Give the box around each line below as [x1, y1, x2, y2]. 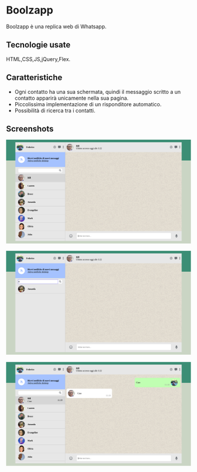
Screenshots [6, 124, 54, 134]
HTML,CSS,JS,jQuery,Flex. [6, 55, 71, 62]
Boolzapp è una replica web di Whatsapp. [6, 23, 107, 30]
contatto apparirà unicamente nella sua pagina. [14, 95, 129, 102]
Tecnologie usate [6, 40, 71, 50]
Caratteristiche [6, 73, 63, 83]
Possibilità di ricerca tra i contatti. [14, 107, 96, 114]
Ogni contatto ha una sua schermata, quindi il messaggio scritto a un [14, 88, 181, 95]
